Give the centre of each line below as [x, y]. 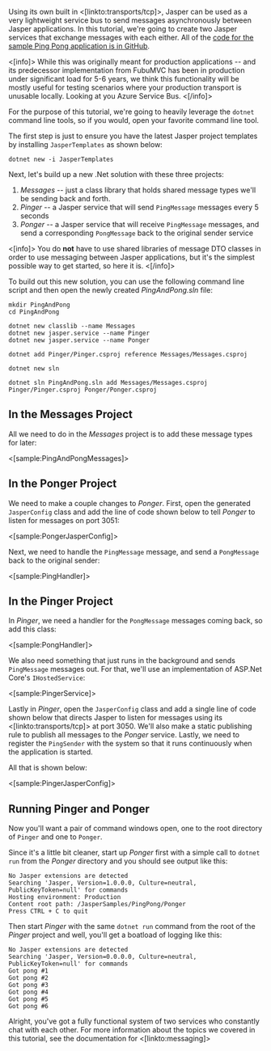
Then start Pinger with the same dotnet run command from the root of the [132, 926]
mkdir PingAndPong [39, 305]
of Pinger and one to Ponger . [55, 837]
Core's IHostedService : [47, 677]
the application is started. [51, 752]
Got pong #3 [28, 986]
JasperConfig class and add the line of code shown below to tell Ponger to [132, 512]
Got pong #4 [28, 992]
